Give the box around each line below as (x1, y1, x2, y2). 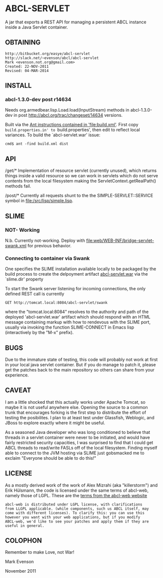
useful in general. (5, 523, 45, 528)
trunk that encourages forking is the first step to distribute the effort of (5, 410, 146, 415)
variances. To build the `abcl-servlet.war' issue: (5, 132, 101, 138)
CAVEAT (5, 386, 32, 394)
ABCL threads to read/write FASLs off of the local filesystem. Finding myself (5, 445, 158, 450)
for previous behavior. (27, 242, 72, 248)
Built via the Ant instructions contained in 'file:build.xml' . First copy (5, 122, 139, 128)
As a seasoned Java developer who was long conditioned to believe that (5, 429, 150, 435)
